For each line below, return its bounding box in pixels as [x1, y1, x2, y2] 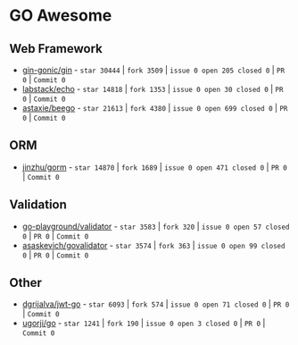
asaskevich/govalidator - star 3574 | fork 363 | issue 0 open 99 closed [21, 240, 286, 250]
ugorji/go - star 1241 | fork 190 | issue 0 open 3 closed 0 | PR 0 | [21, 318, 266, 329]
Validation [9, 198, 67, 213]
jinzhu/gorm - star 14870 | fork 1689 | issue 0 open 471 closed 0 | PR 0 [21, 162, 288, 172]
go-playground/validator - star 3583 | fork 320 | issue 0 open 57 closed [21, 221, 290, 231]
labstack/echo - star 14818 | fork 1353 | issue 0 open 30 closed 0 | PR [21, 84, 284, 94]
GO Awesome [9, 5, 112, 26]
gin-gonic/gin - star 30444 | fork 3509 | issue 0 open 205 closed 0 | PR [21, 64, 286, 75]
